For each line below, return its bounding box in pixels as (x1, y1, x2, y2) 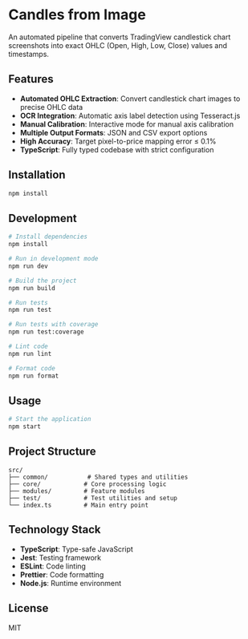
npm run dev (8, 262, 48, 270)
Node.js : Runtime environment (19, 578, 122, 588)
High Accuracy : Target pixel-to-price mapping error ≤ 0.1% (19, 136, 217, 146)
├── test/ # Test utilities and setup (8, 494, 178, 502)
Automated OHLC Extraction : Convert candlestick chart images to (19, 94, 241, 103)
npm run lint (8, 350, 52, 358)
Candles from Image (8, 6, 146, 24)
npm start (8, 423, 42, 431)
